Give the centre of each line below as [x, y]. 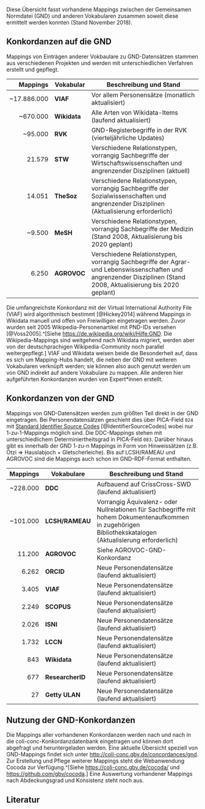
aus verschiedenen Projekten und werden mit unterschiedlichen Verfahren [100, 63]
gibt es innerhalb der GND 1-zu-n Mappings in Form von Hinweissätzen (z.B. [102, 446]
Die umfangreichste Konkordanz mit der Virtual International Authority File [99, 307]
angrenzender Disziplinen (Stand [138, 277]
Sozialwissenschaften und [129, 196]
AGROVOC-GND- [140, 550]
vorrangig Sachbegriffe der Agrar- [141, 262]
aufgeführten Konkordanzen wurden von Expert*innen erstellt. [85, 379]
